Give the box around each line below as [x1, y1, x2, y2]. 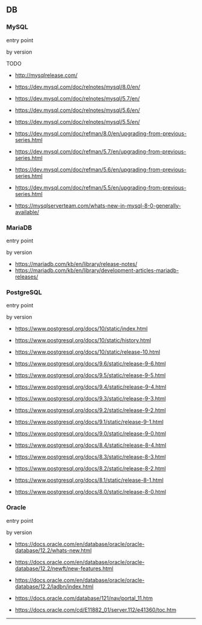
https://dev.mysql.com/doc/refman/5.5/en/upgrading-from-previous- [14, 183, 186, 191]
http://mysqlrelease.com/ [14, 72, 78, 79]
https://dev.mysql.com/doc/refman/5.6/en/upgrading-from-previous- [14, 165, 187, 173]
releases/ [14, 273, 38, 280]
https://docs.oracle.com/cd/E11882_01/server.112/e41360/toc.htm [14, 606, 176, 613]
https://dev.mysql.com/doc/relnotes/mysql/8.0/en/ [14, 83, 141, 90]
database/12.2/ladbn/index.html [14, 583, 94, 590]
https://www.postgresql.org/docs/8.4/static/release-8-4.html [14, 442, 167, 449]
